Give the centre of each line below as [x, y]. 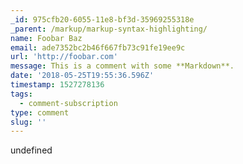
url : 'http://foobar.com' [64, 57]
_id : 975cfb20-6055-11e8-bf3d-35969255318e [102, 19]
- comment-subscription [68, 103]
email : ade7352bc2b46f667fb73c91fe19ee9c [98, 47]
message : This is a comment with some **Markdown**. [122, 66]
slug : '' [28, 122]
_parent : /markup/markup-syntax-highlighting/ [109, 29]
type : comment [40, 112]
